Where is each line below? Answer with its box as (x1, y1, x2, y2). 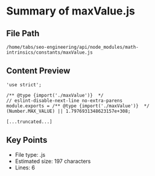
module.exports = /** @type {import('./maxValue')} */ (6, 102, 150, 109)
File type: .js (14, 151, 46, 158)
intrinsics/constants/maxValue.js (6, 49, 93, 55)
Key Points (6, 135, 48, 145)
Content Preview (6, 66, 71, 76)
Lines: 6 (14, 164, 35, 171)
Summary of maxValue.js (6, 4, 136, 18)
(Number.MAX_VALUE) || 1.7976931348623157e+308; (6, 108, 131, 114)
